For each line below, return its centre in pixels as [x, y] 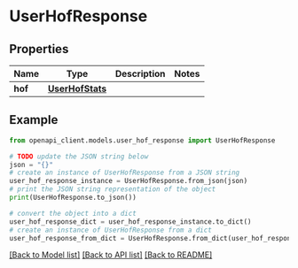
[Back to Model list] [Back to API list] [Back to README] [111, 255]
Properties [39, 49]
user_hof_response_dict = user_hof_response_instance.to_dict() [130, 222]
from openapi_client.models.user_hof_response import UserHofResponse [142, 140]
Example [34, 120]
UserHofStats [77, 88]
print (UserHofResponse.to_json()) [73, 198]
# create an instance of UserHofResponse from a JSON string [125, 173]
